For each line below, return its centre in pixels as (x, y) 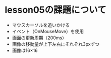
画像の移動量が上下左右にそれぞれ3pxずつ (56, 44)
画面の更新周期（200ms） (39, 38)
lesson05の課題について (55, 10)
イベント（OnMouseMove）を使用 (48, 31)
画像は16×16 (25, 50)
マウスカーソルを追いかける (41, 25)
